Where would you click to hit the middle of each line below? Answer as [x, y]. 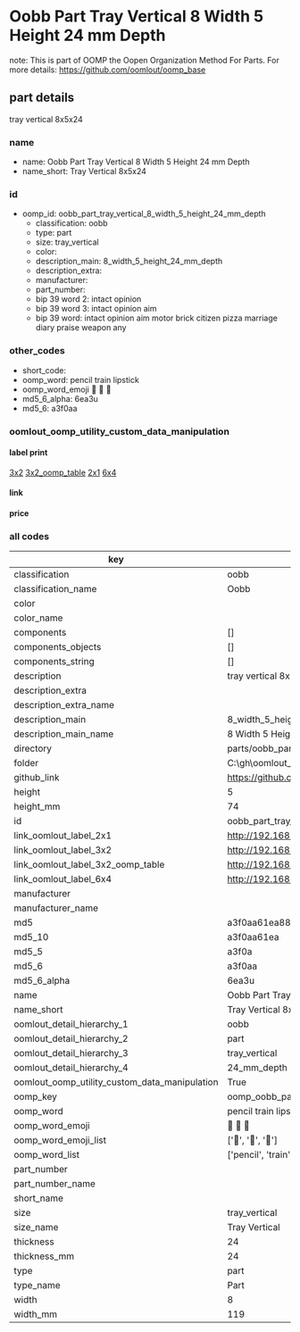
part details [42, 98]
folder [26, 763]
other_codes [37, 351]
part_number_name [54, 1184]
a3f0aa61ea [253, 937]
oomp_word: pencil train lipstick [81, 379]
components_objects [58, 647]
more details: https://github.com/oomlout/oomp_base [108, 70]
